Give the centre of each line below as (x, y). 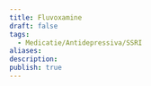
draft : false (34, 26)
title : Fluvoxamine (46, 17)
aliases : (26, 51)
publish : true (36, 68)
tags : (19, 34)
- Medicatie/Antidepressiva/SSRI (80, 43)
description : (34, 59)
